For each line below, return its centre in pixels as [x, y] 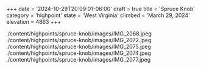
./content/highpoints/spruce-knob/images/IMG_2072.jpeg [79, 40]
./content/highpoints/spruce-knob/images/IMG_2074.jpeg [79, 53]
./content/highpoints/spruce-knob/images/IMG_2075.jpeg [79, 46]
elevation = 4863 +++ [34, 22]
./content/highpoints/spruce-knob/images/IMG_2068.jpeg [79, 34]
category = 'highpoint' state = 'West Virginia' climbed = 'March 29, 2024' [98, 15]
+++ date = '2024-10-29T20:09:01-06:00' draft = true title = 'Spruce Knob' [100, 9]
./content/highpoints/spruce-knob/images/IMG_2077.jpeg [79, 60]
